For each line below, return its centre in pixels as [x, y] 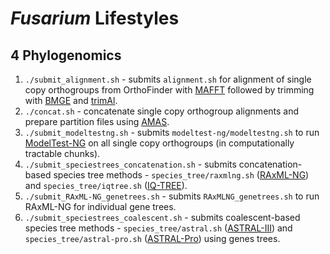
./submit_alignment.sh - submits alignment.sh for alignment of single [168, 79]
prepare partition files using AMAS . [97, 121]
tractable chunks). [62, 153]
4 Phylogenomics [66, 55]
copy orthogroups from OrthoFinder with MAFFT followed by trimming [169, 90]
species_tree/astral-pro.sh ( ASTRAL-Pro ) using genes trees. [152, 238]
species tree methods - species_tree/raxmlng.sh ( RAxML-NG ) [181, 175]
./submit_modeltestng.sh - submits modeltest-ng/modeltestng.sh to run [172, 132]
